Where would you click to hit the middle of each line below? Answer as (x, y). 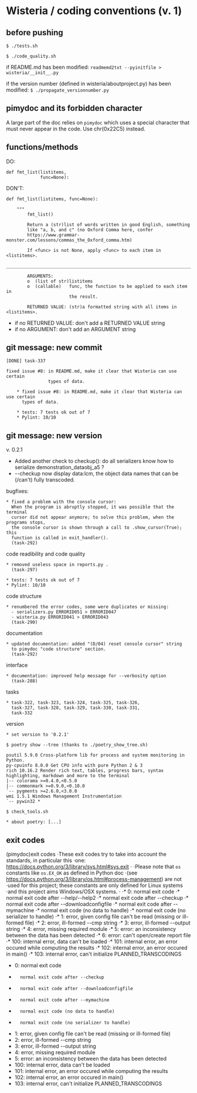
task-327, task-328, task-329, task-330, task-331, (76, 708)
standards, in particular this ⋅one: (46, 860)
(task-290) (25, 623)
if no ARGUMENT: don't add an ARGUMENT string (75, 329)
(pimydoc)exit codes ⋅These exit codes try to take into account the (86, 854)
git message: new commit (54, 348)
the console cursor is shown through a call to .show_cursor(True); (97, 528)
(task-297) (25, 570)
